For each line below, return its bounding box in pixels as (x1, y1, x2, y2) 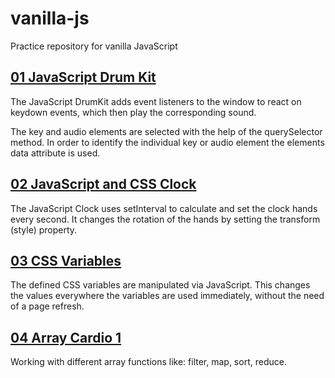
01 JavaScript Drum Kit (10, 69, 157, 86)
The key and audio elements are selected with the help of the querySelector (10, 125, 323, 137)
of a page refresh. (10, 300, 85, 312)
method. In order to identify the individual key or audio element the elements (10, 136, 325, 148)
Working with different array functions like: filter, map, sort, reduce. (10, 356, 287, 368)
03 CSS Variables (10, 252, 122, 269)
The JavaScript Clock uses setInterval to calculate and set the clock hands (10, 202, 318, 214)
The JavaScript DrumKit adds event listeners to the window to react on (10, 95, 302, 107)
